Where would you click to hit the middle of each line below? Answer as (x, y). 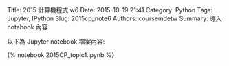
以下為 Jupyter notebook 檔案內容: (56, 42)
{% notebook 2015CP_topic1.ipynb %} (61, 55)
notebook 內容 (28, 27)
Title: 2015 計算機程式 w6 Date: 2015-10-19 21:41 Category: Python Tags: (110, 10)
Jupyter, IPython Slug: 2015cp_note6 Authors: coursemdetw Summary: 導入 (115, 18)
